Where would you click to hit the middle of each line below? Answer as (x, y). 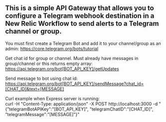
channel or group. (33, 31)
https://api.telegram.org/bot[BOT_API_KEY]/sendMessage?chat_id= (75, 83)
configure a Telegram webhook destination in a (80, 16)
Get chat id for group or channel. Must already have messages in (72, 58)
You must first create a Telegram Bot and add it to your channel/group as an (83, 43)
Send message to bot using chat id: (42, 78)
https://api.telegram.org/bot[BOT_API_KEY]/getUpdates (62, 68)
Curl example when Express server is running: (52, 98)
